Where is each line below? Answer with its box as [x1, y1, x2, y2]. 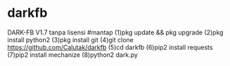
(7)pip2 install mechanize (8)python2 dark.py [7, 51, 139, 59]
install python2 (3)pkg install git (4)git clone [7, 35, 134, 44]
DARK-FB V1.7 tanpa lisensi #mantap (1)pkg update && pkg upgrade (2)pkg [7, 28, 224, 37]
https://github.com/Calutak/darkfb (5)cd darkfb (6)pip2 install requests [7, 43, 213, 51]
